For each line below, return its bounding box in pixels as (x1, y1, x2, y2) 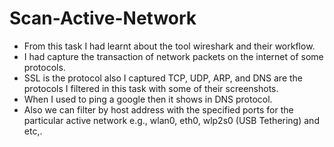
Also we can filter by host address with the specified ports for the (23, 103, 294, 116)
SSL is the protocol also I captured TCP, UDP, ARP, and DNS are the (23, 72, 304, 84)
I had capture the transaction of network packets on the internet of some (23, 50, 324, 62)
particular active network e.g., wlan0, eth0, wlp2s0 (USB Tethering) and (23, 114, 320, 126)
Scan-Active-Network (9, 7, 197, 30)
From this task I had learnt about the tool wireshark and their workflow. (23, 40, 316, 52)
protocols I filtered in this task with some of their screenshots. (23, 82, 279, 94)
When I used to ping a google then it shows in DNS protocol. (23, 93, 273, 105)
